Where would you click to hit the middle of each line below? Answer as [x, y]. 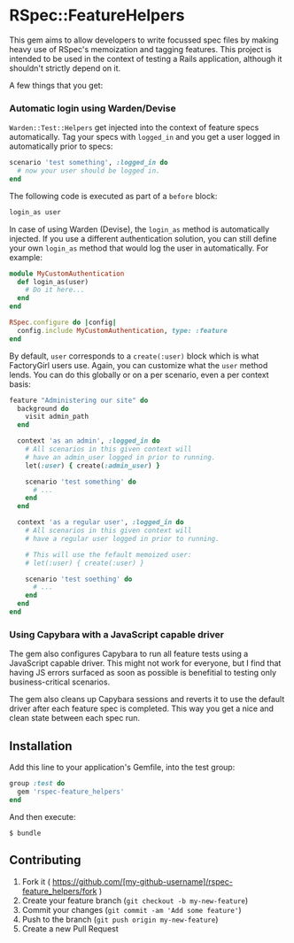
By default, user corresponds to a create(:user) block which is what [134, 356]
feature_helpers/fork [59, 891]
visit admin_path [57, 417]
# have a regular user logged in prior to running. [122, 538]
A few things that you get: [56, 85]
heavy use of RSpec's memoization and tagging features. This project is [140, 49]
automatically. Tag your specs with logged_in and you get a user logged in [145, 137]
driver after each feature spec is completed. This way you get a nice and [142, 708]
